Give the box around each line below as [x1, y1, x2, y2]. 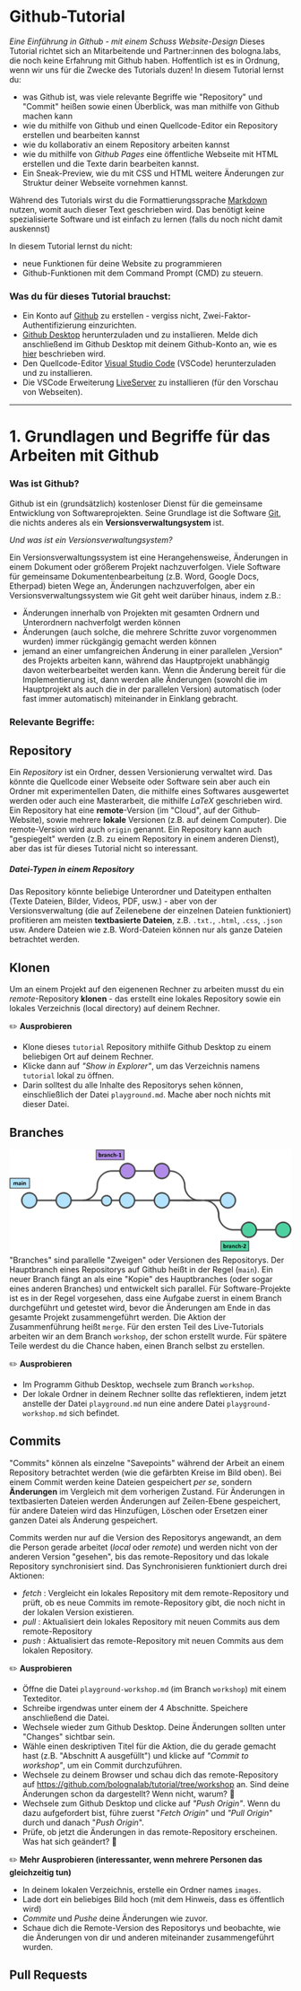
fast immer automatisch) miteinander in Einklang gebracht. [21, 693, 239, 703]
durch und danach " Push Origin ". [21, 1817, 145, 1828]
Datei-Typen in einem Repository [9, 864, 134, 875]
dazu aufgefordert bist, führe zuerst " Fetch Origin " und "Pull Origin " [21, 1807, 273, 1818]
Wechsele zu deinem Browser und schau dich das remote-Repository [21, 1769, 279, 1780]
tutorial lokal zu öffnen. [21, 1070, 115, 1081]
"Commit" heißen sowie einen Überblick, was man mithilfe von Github [21, 100, 279, 111]
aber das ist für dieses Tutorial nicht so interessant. [9, 843, 199, 854]
